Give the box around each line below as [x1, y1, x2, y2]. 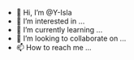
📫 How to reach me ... [15, 43, 92, 52]
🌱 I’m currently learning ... [15, 25, 103, 34]
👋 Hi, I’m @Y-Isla [15, 8, 72, 17]
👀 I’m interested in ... [15, 16, 85, 26]
